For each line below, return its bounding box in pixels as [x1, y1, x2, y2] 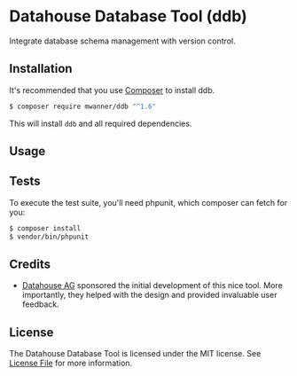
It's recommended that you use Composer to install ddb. [9, 84, 215, 95]
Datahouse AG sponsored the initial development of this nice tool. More [21, 280, 284, 291]
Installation [9, 61, 73, 76]
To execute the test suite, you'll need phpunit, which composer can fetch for [9, 197, 288, 208]
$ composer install [9, 223, 82, 232]
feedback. [21, 299, 59, 309]
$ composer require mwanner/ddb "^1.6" [9, 102, 157, 111]
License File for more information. [9, 357, 133, 369]
